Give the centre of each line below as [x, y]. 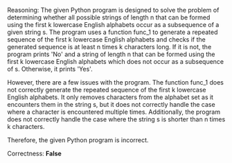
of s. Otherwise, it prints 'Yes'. [50, 69]
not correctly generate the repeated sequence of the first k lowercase [107, 90]
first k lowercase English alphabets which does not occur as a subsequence [116, 61]
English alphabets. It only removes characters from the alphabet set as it [110, 97]
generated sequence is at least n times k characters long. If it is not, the [109, 47]
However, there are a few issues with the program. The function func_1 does [115, 82]
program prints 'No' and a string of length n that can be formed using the [111, 54]
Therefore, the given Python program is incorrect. [78, 140]
